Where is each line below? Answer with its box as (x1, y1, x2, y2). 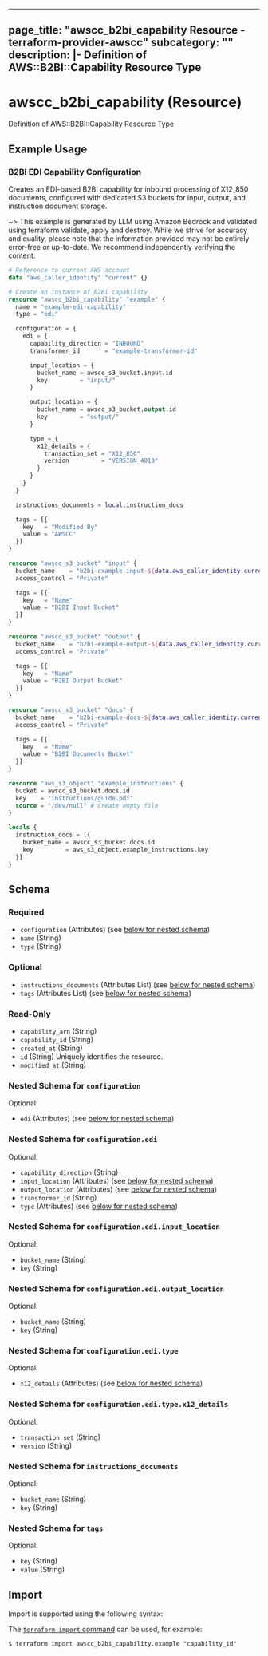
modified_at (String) (19, 1060, 86, 1069)
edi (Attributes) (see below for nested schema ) (19, 1114, 175, 1124)
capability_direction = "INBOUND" (29, 340, 145, 348)
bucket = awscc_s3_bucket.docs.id (15, 787, 130, 795)
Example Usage (8, 142, 88, 156)
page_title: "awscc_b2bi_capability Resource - (8, 23, 246, 37)
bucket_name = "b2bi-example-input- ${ (15, 567, 156, 575)
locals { (8, 824, 37, 832)
